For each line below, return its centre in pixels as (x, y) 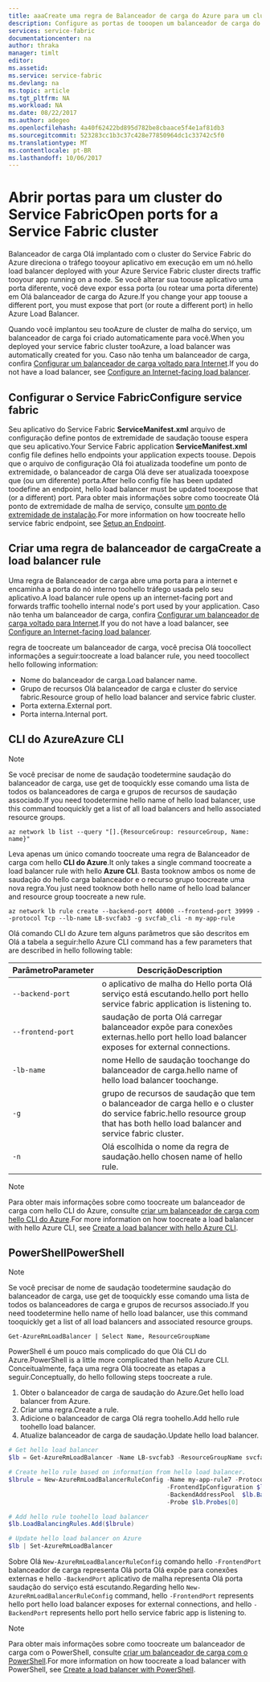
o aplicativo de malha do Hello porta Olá (177, 983)
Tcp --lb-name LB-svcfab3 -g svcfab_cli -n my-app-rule (139, 918)
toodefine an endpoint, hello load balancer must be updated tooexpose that (133, 489)
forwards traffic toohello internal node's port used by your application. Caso (134, 606)
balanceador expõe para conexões (167, 1027)
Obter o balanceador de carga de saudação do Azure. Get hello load (132, 1393)
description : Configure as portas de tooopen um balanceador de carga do (135, 23)
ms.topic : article (39, 90)
